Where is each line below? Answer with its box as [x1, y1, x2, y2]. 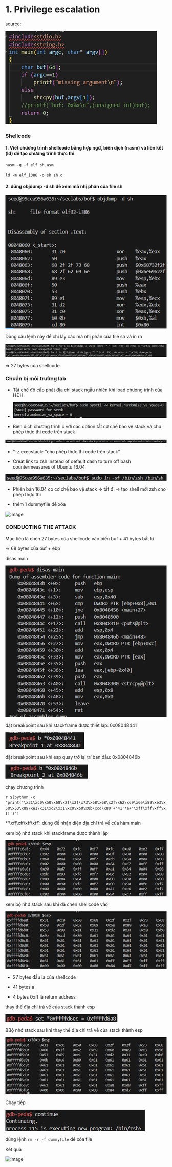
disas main [5, 555, 28, 561]
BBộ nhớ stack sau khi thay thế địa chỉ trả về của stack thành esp [5, 1027, 143, 1033]
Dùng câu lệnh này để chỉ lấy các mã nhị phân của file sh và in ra [5, 333, 142, 340]
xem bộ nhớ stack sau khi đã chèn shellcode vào [5, 901, 109, 907]
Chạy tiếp [5, 1099, 26, 1106]
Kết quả [5, 1146, 22, 1153]
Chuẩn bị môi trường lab [5, 375, 67, 382]
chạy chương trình [5, 783, 44, 790]
